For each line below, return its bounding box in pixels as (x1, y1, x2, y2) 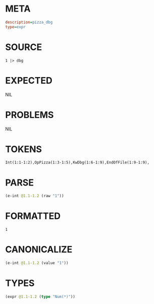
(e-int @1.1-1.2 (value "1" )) (5, 261, 69, 266)
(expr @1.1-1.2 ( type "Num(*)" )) (5, 294, 75, 299)
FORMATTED (5, 210, 61, 222)
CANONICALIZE (5, 244, 73, 255)
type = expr (5, 24, 26, 29)
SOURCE (5, 41, 42, 53)
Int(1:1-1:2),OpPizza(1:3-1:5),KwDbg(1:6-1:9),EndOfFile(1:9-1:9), (5, 160, 150, 165)
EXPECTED (5, 75, 53, 86)
